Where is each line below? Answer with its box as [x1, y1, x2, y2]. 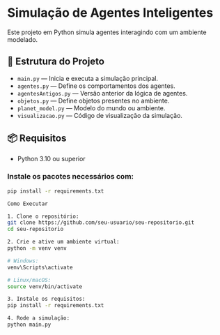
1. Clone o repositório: [7, 213, 79, 220]
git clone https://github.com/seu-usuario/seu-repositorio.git [7, 219, 195, 226]
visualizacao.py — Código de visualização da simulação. [17, 111, 183, 119]
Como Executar [7, 200, 49, 207]
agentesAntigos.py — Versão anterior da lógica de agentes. [17, 89, 188, 97]
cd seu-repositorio [7, 225, 64, 233]
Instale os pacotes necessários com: [7, 172, 134, 181]
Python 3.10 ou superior [17, 154, 86, 163]
